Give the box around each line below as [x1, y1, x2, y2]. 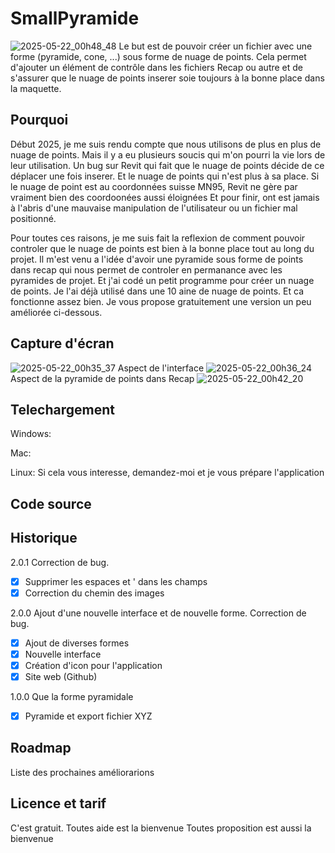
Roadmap [10, 740, 72, 757]
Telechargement [10, 401, 115, 418]
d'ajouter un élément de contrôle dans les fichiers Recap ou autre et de [10, 61, 304, 73]
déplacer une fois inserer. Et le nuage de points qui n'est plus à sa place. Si [10, 170, 320, 182]
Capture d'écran [10, 335, 115, 352]
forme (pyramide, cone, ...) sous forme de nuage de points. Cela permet [10, 50, 307, 62]
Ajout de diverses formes [24, 637, 130, 649]
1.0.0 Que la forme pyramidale [10, 690, 134, 702]
